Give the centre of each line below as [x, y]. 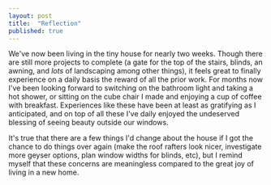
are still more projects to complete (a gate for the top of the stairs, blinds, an [135, 62]
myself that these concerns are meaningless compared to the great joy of [131, 164]
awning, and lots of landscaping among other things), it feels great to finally [135, 71]
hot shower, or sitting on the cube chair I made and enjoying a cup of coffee [135, 97]
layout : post [30, 16]
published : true [36, 31]
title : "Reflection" [45, 23]
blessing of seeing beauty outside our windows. [88, 123]
